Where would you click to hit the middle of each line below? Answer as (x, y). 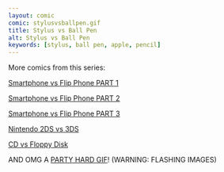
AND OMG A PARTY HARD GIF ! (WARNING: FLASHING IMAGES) (112, 160)
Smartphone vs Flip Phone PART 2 (64, 98)
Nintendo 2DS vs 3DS (44, 129)
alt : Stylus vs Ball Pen (49, 38)
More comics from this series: (57, 67)
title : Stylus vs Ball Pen (53, 30)
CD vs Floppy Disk (38, 144)
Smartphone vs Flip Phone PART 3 (64, 114)
